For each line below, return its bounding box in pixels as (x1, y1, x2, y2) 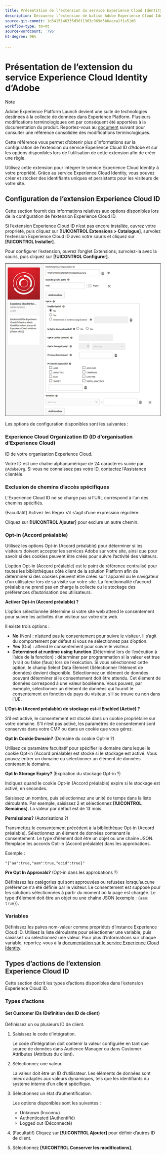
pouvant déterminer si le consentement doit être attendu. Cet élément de (12, 675, 161, 681)
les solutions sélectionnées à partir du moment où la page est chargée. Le (5, 890, 156, 896)
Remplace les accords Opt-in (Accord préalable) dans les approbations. (5, 841, 151, 847)
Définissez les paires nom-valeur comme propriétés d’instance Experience (5, 924, 157, 930)
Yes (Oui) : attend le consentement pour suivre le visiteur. (12, 644, 130, 650)
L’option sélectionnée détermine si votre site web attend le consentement (5, 608, 155, 614)
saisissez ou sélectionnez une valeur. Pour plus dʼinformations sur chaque (5, 934, 156, 940)
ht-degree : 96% (5, 34, 37, 39)
